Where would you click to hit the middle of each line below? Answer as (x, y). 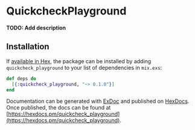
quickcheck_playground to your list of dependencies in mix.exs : (84, 67)
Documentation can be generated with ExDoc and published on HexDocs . (98, 101)
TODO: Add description (36, 28)
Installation (28, 47)
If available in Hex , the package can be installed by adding (79, 61)
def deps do (21, 79)
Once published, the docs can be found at (59, 108)
